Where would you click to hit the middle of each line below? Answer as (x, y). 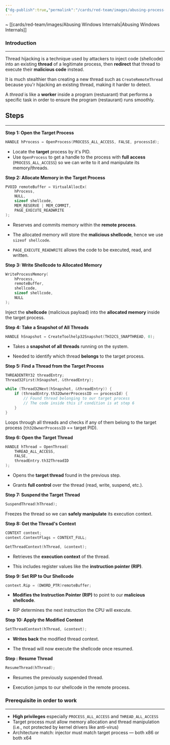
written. (20, 255)
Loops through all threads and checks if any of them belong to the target (81, 422)
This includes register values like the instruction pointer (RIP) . (78, 566)
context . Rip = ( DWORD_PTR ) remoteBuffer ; (49, 585)
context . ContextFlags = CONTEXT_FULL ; (46, 537)
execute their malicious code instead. (45, 69)
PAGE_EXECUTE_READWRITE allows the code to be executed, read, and (82, 250)
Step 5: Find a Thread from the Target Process (55, 366)
